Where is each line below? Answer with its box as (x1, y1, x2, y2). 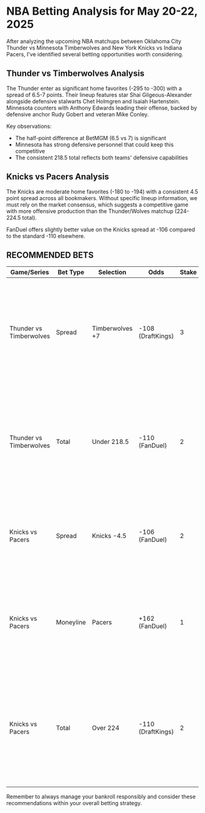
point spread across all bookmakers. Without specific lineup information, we (6, 194, 198, 201)
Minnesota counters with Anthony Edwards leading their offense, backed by (6, 104, 197, 111)
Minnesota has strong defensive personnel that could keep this (15, 141, 174, 148)
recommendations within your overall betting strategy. (6, 800, 142, 807)
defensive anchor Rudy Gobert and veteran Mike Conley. (6, 110, 149, 118)
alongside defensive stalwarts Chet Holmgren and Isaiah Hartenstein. (6, 97, 181, 105)
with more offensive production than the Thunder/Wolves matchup (6, 207, 174, 215)
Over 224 (92, 724, 120, 732)
